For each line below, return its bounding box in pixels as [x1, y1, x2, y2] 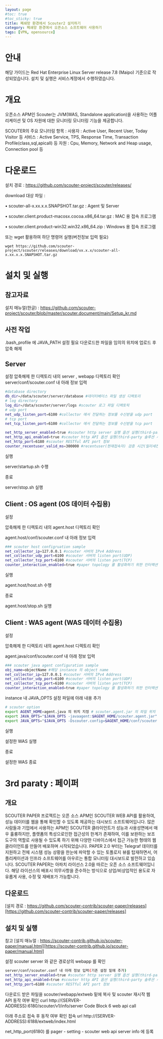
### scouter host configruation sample [5, 544, 86, 549]
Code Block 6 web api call [84, 1003, 137, 1009]
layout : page [5, 7, 32, 12]
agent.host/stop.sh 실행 [5, 603, 52, 609]
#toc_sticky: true [5, 16, 42, 21]
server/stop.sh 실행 [5, 484, 43, 490]
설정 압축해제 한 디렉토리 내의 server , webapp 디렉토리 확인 [5, 374, 120, 380]
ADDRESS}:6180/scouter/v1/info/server [5, 1003, 83, 1009]
